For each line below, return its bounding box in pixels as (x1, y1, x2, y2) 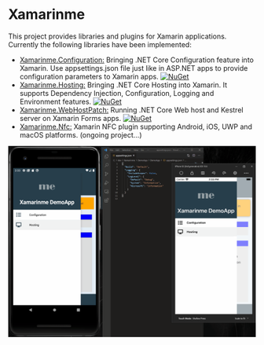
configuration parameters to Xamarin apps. (19, 72, 159, 81)
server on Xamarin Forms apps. (19, 113, 122, 123)
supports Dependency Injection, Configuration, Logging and (19, 88, 214, 97)
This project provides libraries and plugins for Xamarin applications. (8, 31, 227, 41)
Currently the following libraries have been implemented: (8, 39, 192, 49)
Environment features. (19, 97, 92, 106)
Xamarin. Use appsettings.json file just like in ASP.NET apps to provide (19, 63, 248, 72)
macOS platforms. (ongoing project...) (19, 130, 143, 139)
